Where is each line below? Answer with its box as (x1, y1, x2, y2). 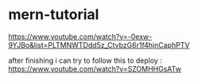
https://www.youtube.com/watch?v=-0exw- (8, 32, 153, 41)
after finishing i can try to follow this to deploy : (8, 56, 163, 65)
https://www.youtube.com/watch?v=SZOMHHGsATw (8, 64, 181, 73)
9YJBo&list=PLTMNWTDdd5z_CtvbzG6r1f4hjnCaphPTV (8, 40, 190, 49)
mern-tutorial (8, 6, 99, 24)
